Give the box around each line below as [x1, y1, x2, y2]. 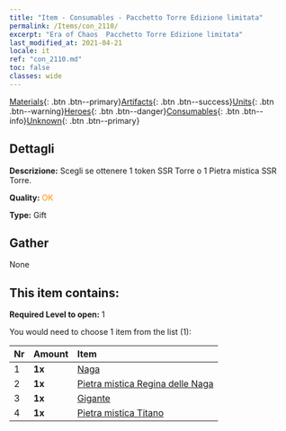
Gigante [76, 392, 111, 405]
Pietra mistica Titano [76, 407, 165, 419]
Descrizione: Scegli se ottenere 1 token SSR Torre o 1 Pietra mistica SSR [9, 165, 277, 176]
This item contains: [9, 285, 120, 301]
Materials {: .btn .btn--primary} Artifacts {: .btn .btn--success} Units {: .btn [9, 96, 274, 107]
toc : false [9, 64, 50, 73]
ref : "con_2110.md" [9, 55, 83, 64]
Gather [9, 235, 49, 251]
